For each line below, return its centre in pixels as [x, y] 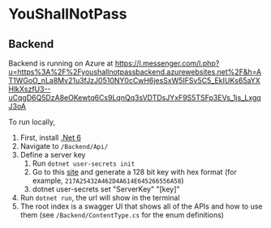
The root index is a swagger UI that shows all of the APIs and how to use [141, 206]
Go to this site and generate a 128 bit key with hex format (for [134, 172]
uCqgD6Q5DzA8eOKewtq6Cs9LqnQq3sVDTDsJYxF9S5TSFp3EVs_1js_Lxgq [135, 97]
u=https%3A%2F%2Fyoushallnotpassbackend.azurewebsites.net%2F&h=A [135, 72]
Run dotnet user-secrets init [84, 163]
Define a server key [53, 155]
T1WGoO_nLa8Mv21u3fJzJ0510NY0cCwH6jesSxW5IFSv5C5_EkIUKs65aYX [135, 80]
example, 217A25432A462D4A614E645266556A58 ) [108, 180]
